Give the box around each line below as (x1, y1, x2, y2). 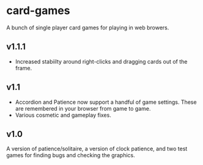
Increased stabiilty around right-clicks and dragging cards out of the (15, 57, 188, 65)
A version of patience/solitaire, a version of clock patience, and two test (6, 145, 188, 153)
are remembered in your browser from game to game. (15, 105, 151, 112)
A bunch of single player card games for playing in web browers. (6, 24, 169, 31)
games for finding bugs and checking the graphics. (6, 152, 136, 159)
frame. (15, 64, 32, 71)
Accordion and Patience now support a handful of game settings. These (15, 98, 197, 106)
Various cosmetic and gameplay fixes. (15, 111, 111, 119)
